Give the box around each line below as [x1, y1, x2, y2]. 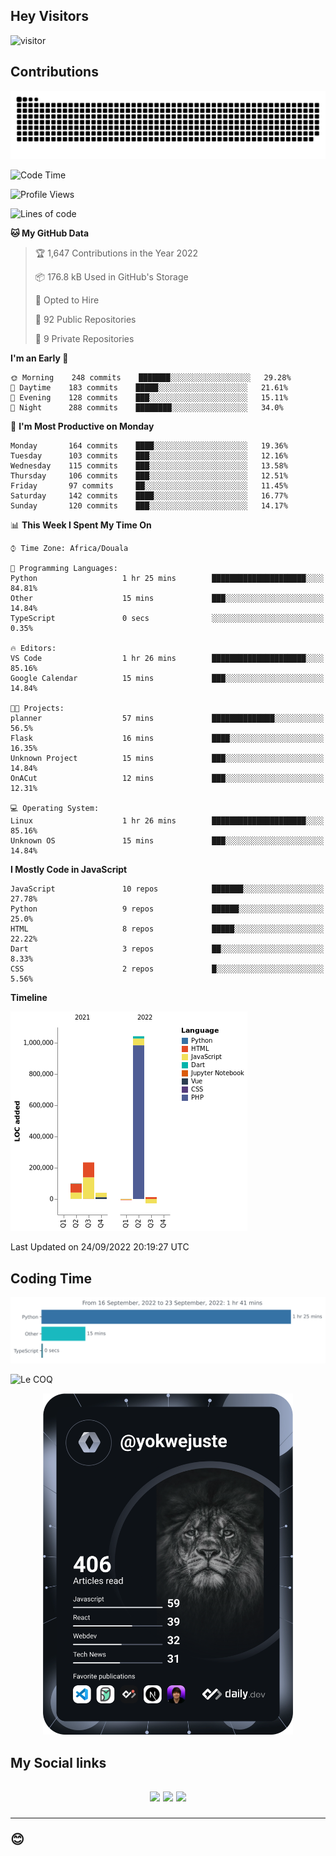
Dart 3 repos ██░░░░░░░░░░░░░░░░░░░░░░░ [10, 944, 325, 954]
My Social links [10, 1754, 107, 1771]
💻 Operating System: [10, 804, 100, 814]
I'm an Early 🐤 [10, 352, 69, 364]
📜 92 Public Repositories [34, 314, 137, 326]
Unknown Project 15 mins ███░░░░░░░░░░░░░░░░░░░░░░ [10, 754, 325, 764]
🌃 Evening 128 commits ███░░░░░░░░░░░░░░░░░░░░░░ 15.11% [10, 393, 288, 403]
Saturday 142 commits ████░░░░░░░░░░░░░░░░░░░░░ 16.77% [10, 491, 288, 501]
